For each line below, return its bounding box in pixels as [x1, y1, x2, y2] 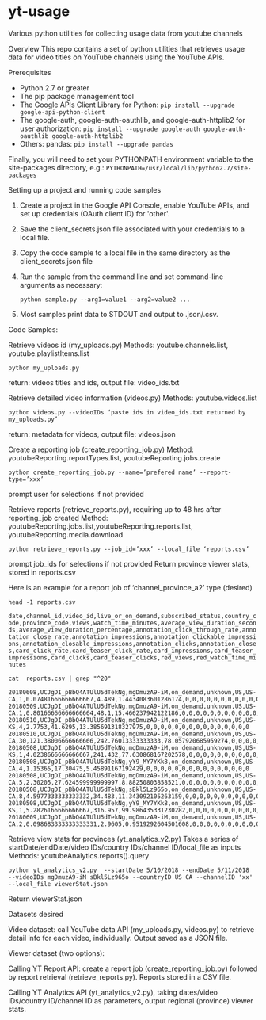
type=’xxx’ [8, 475, 44, 483]
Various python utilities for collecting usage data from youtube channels [8, 29, 243, 38]
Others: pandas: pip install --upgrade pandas [19, 139, 174, 148]
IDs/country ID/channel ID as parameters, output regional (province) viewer [8, 995, 253, 1005]
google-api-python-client [19, 108, 105, 117]
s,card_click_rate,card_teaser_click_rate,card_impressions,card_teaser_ [8, 647, 257, 655]
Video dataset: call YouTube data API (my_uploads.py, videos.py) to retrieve [8, 924, 255, 934]
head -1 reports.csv [8, 598, 77, 606]
